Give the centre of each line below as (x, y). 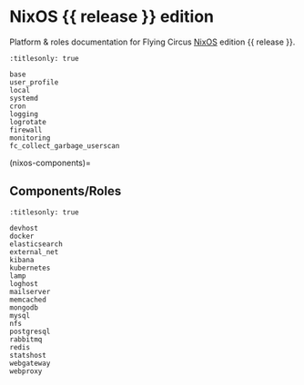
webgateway (30, 363)
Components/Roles (66, 191)
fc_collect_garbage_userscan (65, 146)
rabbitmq (26, 339)
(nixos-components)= (50, 163)
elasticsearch (36, 244)
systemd (24, 98)
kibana (22, 260)
